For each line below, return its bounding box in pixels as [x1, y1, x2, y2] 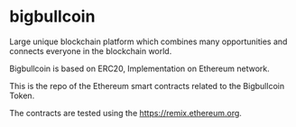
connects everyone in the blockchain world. [9, 45, 172, 56]
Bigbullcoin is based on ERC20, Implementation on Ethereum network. [9, 63, 271, 74]
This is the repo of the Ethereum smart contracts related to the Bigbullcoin [9, 80, 285, 91]
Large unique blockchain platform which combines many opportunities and [9, 36, 288, 47]
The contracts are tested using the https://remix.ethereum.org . [9, 107, 242, 118]
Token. [9, 90, 35, 101]
